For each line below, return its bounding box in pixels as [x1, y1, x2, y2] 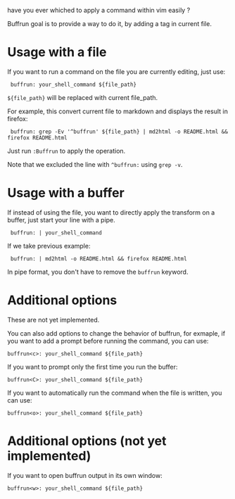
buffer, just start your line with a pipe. [7, 215, 116, 224]
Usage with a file [7, 44, 107, 61]
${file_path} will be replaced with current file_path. [7, 93, 158, 101]
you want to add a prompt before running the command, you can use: [7, 336, 209, 345]
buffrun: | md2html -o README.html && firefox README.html [10, 255, 188, 263]
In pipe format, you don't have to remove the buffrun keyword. [7, 267, 189, 276]
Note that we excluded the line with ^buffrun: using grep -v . [7, 160, 183, 168]
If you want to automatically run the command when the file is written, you [7, 389, 222, 397]
